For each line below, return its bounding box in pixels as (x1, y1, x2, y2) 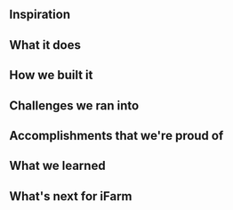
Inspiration (9, 7, 71, 22)
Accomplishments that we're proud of (9, 128, 224, 143)
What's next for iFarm (9, 189, 133, 204)
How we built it (9, 68, 93, 83)
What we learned (9, 158, 106, 174)
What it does (9, 37, 82, 52)
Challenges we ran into (9, 98, 140, 113)
